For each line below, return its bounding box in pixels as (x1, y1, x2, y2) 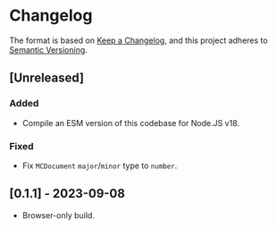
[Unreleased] (9, 71, 85, 86)
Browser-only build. (21, 209, 96, 220)
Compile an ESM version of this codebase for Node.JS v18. (21, 117, 239, 128)
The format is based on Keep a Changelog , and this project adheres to (9, 35, 268, 46)
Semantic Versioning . (9, 44, 88, 55)
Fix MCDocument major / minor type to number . (21, 160, 178, 171)
